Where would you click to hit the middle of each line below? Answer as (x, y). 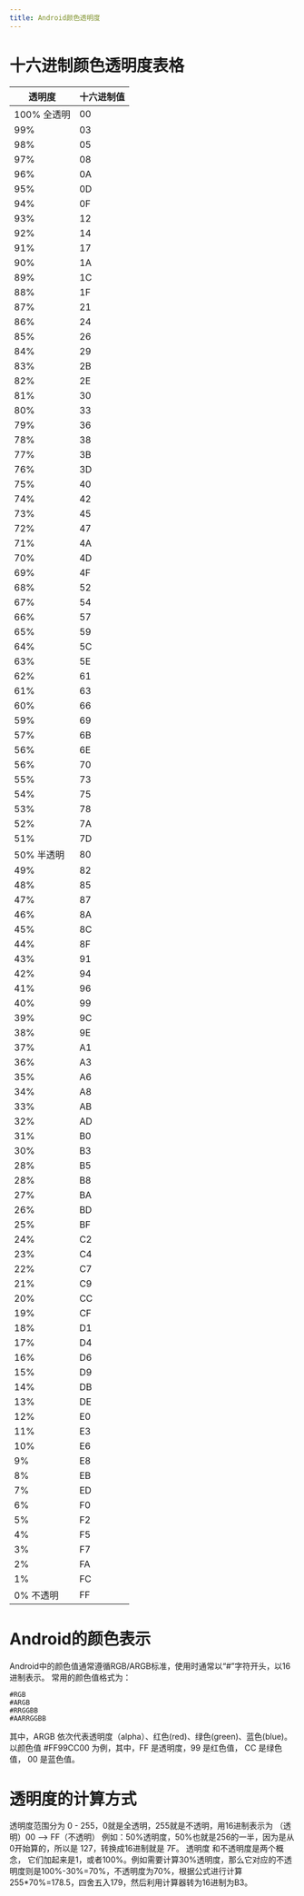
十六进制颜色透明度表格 (97, 65)
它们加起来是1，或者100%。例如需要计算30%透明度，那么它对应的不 (155, 1860)
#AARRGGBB (28, 1718)
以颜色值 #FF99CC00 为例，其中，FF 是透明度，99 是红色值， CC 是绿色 (146, 1747)
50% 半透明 (39, 855)
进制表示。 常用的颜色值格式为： (70, 1677)
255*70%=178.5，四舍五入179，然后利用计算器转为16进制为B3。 (131, 1882)
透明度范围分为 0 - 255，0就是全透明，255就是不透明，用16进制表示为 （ (147, 1826)
